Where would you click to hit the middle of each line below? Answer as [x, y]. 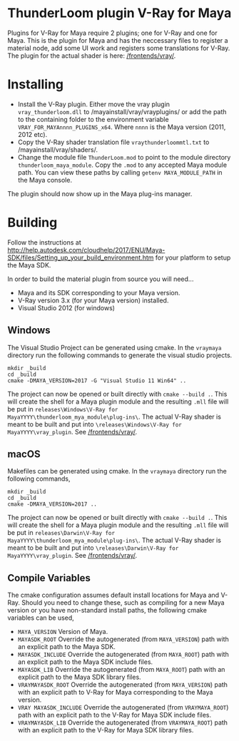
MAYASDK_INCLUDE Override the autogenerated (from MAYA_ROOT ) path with [123, 655]
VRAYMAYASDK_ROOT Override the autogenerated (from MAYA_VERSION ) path [123, 685]
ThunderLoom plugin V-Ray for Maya [119, 13]
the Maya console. [45, 180]
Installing [36, 85]
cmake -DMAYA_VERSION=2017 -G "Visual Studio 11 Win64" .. [97, 380]
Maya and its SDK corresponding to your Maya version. [99, 292]
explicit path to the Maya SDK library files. [79, 677]
